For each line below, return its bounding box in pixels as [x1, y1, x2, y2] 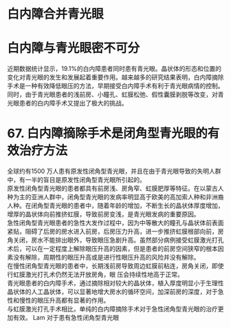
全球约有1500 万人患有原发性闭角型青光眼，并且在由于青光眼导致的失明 [7, 167, 210, 176]
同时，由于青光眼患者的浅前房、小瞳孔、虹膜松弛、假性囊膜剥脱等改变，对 [7, 90, 218, 99]
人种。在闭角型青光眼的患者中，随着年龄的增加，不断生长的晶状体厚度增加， [7, 201, 224, 210]
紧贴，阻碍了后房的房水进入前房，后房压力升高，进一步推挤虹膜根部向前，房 [7, 227, 224, 236]
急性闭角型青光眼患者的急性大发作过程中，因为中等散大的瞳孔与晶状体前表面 [7, 218, 224, 227]
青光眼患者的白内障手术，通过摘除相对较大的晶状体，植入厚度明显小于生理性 [7, 279, 224, 287]
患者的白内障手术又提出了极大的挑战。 [19, 99, 128, 107]
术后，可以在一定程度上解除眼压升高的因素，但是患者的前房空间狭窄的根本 [7, 245, 218, 253]
